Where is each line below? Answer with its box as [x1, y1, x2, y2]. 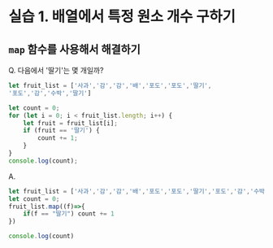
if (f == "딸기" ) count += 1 [23, 210, 115, 218]
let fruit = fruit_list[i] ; [23, 119, 118, 127]
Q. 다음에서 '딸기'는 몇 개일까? [8, 66, 104, 75]
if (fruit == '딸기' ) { [23, 127, 100, 135]
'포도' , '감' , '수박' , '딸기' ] [8, 89, 92, 98]
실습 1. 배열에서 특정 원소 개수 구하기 [8, 7, 236, 26]
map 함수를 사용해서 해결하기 [8, 42, 141, 56]
